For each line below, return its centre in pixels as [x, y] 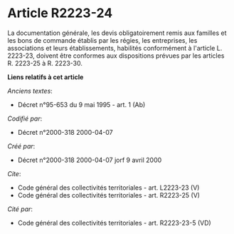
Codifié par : [25, 118]
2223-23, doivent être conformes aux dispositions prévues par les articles [116, 56]
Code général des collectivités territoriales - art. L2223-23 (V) [108, 188]
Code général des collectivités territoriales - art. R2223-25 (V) [109, 195]
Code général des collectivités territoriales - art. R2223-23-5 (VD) [114, 223]
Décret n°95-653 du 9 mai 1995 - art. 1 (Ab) [81, 104]
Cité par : [20, 209]
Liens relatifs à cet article [46, 77]
